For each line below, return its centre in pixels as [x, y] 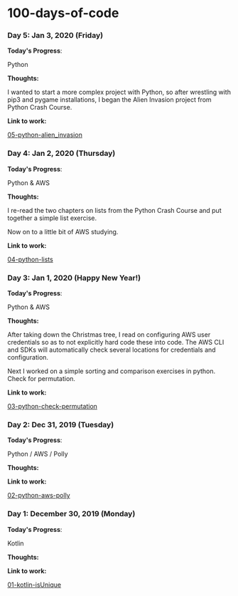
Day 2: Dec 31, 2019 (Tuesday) [61, 425]
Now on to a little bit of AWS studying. [63, 231]
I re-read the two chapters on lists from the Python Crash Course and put [114, 210]
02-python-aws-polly [39, 496]
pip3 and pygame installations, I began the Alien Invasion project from [109, 100]
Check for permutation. [42, 379]
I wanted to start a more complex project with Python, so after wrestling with [119, 92]
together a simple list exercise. [52, 218]
